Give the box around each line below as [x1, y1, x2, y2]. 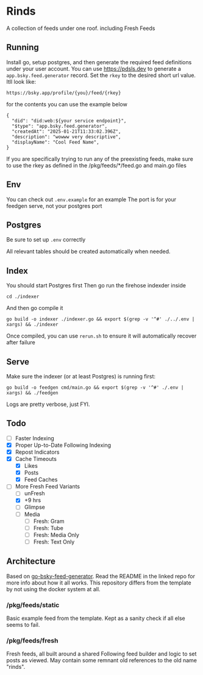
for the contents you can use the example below [6, 100, 128, 108]
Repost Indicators [15, 448, 60, 456]
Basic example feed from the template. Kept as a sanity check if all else [6, 614, 185, 622]
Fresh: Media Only [33, 531, 79, 539]
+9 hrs [24, 496, 41, 504]
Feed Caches [24, 476, 58, 484]
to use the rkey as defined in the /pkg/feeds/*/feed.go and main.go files [6, 161, 187, 169]
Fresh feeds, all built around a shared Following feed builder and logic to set [6, 650, 197, 658]
